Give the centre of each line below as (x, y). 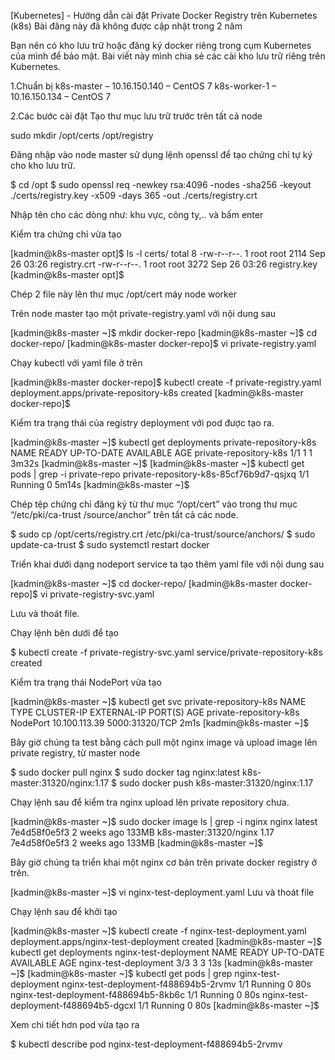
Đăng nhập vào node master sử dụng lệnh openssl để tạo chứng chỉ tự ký (161, 154)
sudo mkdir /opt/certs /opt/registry (82, 135)
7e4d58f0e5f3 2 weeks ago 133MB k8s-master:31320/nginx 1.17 (142, 832)
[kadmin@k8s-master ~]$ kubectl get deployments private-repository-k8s (163, 442)
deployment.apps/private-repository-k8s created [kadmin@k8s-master (157, 393)
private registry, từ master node (75, 753)
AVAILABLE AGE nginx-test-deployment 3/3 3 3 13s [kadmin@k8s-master (162, 963)
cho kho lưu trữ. (43, 165)
